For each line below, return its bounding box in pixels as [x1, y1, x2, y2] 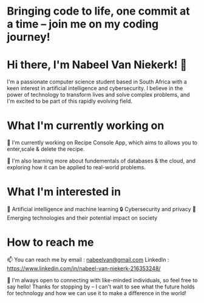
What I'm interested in [7, 185, 121, 199]
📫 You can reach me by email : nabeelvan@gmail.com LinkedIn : [7, 256, 169, 263]
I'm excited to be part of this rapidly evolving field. [7, 97, 133, 105]
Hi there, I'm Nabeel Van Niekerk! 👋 [7, 58, 188, 72]
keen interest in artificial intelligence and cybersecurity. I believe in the [7, 85, 183, 92]
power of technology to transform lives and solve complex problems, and [7, 91, 190, 99]
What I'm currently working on [7, 119, 165, 133]
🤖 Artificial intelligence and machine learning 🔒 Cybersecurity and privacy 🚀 [7, 206, 196, 212]
